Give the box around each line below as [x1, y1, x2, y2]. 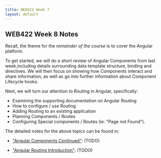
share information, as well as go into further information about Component [5, 73, 157, 79]
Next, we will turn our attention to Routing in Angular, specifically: [5, 88, 138, 94]
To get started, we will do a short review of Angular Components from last [5, 58, 156, 64]
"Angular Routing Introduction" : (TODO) [12, 147, 93, 153]
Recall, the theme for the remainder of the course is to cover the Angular [5, 43, 153, 49]
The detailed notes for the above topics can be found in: [5, 128, 120, 134]
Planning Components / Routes [12, 114, 76, 120]
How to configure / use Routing [12, 103, 76, 109]
